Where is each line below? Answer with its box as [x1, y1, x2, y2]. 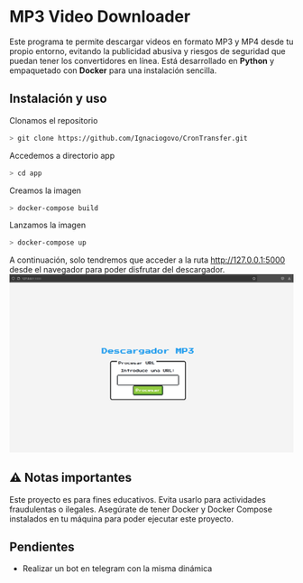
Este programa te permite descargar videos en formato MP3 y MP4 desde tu [9, 36, 294, 47]
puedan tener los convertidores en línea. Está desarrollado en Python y [9, 55, 275, 66]
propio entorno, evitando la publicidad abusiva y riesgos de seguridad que [9, 45, 286, 56]
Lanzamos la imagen [9, 219, 87, 231]
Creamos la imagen [9, 185, 82, 196]
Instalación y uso [9, 91, 107, 106]
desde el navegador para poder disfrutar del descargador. [9, 264, 225, 275]
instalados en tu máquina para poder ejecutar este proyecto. [9, 513, 234, 524]
